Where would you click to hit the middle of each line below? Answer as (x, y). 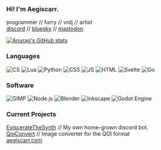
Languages (23, 56)
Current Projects (31, 114)
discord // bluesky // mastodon (45, 29)
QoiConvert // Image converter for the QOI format (68, 134)
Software (20, 85)
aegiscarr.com (24, 140)
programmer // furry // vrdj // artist (50, 22)
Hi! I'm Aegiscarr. (33, 9)
